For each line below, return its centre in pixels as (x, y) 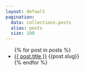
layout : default (25, 11)
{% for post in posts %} (42, 50)
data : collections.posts (41, 22)
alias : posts (27, 28)
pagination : (20, 17)
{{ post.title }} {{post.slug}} (47, 56)
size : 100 (23, 33)
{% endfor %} (31, 63)
